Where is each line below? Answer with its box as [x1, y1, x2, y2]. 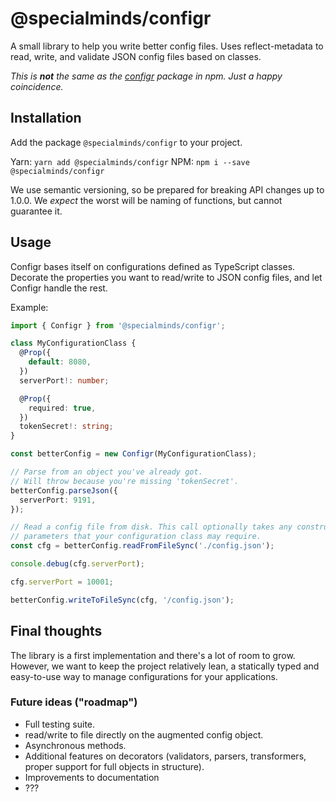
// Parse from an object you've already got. [10, 467, 203, 477]
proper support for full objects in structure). [24, 760, 205, 772]
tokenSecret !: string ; [19, 422, 114, 432]
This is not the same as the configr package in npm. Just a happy [10, 70, 283, 82]
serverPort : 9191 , [19, 495, 97, 505]
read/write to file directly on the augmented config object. [24, 728, 264, 741]
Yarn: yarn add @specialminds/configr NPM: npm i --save [10, 155, 250, 167]
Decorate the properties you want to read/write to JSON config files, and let [10, 271, 323, 283]
